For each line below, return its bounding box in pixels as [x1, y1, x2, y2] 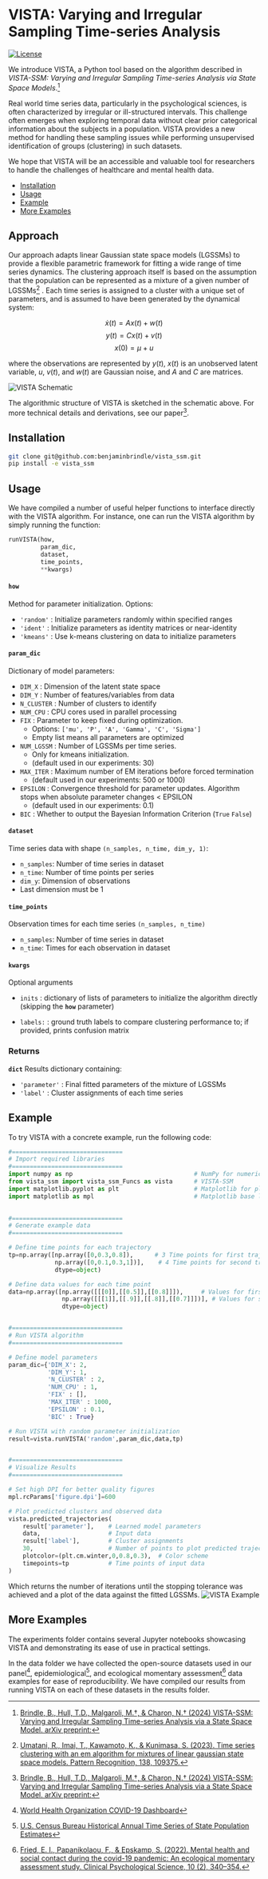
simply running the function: [8, 520, 101, 530]
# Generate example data [8, 1221, 91, 1229]
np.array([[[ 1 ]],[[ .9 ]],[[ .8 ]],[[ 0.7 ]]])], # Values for [61, 1295, 255, 1303]
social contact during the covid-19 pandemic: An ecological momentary [19, 1853, 255, 1863]
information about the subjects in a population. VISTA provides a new [8, 124, 235, 134]
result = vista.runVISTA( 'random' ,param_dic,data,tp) [8, 1434, 183, 1443]
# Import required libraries [8, 1155, 105, 1163]
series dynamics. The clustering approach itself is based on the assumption [8, 267, 258, 277]
